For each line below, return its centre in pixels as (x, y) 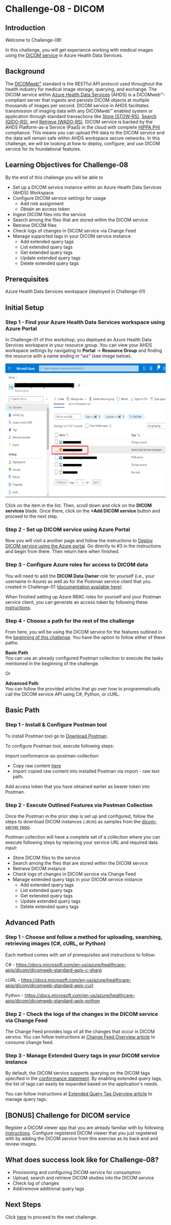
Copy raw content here (37, 766)
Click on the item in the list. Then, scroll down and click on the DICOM (79, 505)
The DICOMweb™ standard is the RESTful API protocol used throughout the (84, 84)
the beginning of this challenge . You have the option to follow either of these (85, 637)
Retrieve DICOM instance (39, 869)
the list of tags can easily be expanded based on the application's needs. (82, 1084)
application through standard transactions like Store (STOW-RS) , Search (81, 116)
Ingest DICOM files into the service (49, 214)
